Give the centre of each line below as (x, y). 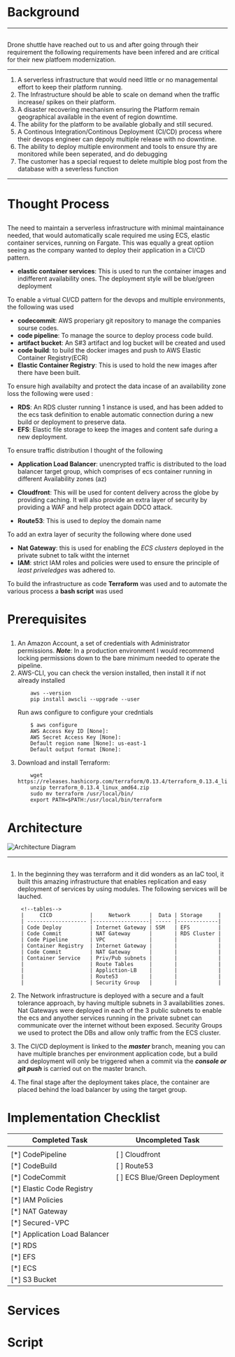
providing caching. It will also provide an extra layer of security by (112, 499)
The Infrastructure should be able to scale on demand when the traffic (119, 94)
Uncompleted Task (168, 1139)
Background (43, 12)
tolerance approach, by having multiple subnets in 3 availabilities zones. (121, 1003)
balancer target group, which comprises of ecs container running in (115, 471)
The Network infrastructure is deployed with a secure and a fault (111, 995)
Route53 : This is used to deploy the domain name (89, 520)
